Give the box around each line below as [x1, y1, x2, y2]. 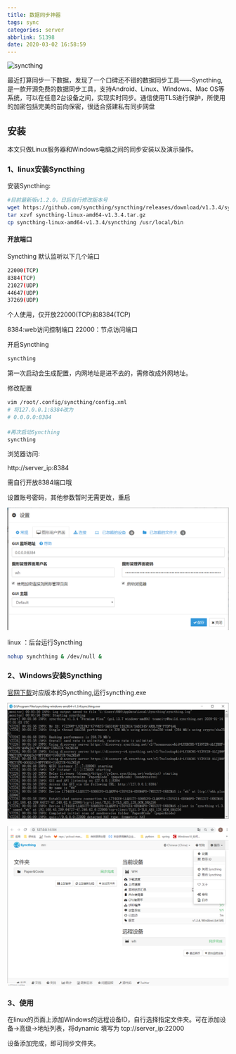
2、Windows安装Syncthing [7, 670, 103, 680]
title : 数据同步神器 [7, 11, 61, 18]
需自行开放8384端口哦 [7, 478, 72, 486]
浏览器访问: [7, 450, 41, 458]
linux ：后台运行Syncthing [7, 638, 83, 647]
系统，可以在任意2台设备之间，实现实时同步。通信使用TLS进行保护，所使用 [7, 94, 226, 102]
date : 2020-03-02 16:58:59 [7, 41, 86, 49]
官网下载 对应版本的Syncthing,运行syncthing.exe [7, 688, 147, 697]
